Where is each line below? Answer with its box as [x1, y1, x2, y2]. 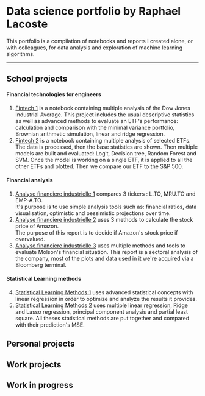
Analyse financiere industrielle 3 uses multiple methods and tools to [15, 242, 186, 249]
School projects [6, 74, 68, 84]
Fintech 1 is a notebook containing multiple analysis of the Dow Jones [15, 104, 190, 111]
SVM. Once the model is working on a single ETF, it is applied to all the [15, 156, 193, 163]
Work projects [6, 359, 62, 370]
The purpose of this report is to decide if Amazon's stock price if [15, 228, 178, 236]
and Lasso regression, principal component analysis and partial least [15, 308, 188, 315]
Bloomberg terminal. [15, 261, 67, 269]
